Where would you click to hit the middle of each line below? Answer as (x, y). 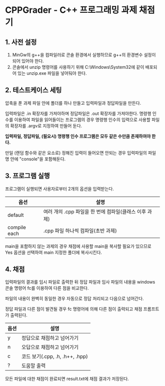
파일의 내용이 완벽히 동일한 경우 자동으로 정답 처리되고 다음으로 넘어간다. (74, 298)
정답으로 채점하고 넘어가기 (50, 338)
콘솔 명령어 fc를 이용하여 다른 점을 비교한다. (47, 288)
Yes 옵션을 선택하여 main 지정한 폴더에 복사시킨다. (54, 252)
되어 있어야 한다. (28, 61)
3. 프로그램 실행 (27, 176)
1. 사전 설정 (21, 42)
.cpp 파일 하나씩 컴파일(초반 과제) (80, 231)
